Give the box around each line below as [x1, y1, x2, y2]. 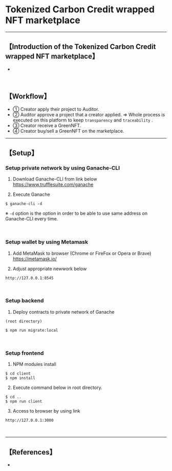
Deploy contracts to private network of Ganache [12, 309, 115, 315]
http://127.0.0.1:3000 [5, 418, 54, 423]
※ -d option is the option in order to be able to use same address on [5, 210, 148, 216]
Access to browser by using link [12, 408, 80, 414]
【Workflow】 [5, 92, 51, 101]
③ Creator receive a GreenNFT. [12, 122, 81, 129]
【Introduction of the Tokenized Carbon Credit [5, 43, 156, 51]
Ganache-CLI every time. [5, 216, 58, 222]
